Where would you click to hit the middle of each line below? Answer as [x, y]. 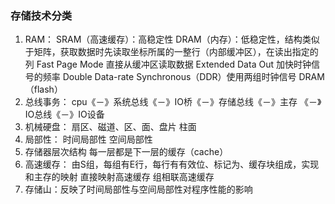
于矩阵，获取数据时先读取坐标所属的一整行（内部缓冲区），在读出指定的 [171, 52]
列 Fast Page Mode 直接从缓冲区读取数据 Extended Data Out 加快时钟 [168, 64]
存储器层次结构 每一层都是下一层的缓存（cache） [126, 152]
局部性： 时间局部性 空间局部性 [88, 139]
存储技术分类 [41, 15]
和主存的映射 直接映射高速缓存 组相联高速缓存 [119, 177]
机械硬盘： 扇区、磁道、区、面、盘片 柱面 [110, 127]
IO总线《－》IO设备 [64, 114]
